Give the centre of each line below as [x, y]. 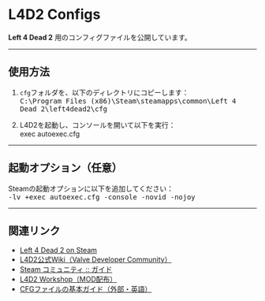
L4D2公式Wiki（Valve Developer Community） [95, 260]
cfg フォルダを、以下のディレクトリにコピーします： [104, 92]
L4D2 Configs [54, 15]
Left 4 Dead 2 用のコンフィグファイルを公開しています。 [100, 37]
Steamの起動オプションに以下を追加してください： [91, 188]
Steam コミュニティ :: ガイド [66, 269]
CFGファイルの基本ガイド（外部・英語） [86, 289]
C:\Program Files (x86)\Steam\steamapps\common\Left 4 [128, 101]
